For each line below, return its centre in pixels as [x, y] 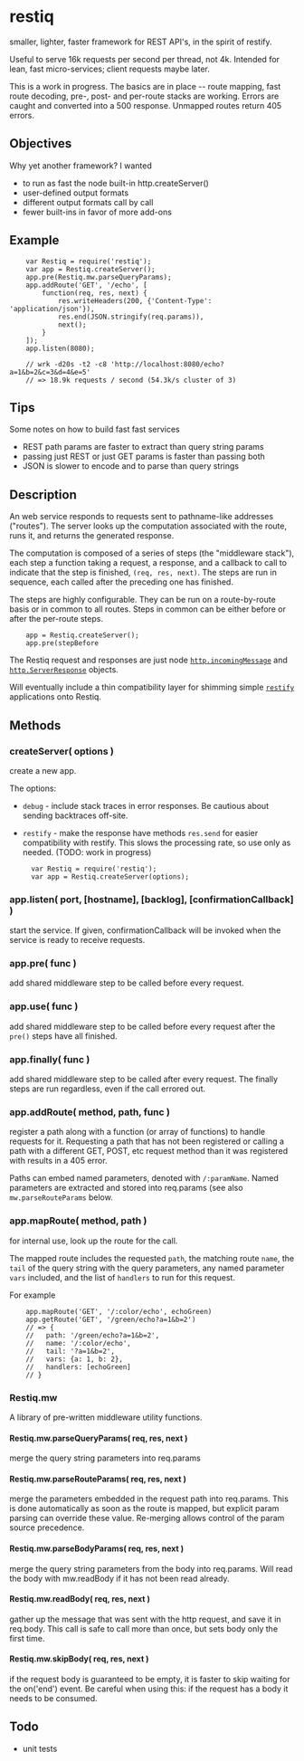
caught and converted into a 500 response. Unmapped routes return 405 [146, 105]
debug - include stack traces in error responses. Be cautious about [146, 805]
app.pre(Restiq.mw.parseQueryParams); [99, 277]
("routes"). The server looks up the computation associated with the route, [148, 526]
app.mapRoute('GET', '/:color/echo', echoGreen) [119, 1311]
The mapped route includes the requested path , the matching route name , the [152, 1258]
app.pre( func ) [43, 964]
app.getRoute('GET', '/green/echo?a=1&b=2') [111, 1319]
